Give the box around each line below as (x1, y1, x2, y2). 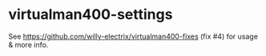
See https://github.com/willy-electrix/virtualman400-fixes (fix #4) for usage (8, 32, 259, 41)
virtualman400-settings (8, 6, 173, 24)
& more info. (8, 39, 49, 49)
